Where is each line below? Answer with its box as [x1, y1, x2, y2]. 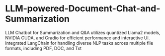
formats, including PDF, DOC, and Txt [5, 45, 82, 51]
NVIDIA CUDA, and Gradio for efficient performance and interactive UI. [5, 35, 150, 41]
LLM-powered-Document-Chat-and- [5, 3, 161, 14]
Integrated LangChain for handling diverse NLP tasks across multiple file [5, 40, 154, 46]
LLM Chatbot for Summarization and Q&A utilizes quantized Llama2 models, [5, 29, 161, 35]
